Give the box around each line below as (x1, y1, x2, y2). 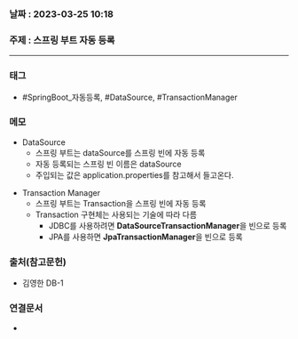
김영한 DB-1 (21, 278, 64, 288)
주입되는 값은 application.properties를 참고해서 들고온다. (35, 169, 234, 180)
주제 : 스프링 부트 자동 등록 (9, 34, 115, 46)
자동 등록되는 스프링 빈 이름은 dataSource (35, 158, 182, 169)
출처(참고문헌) (9, 255, 67, 268)
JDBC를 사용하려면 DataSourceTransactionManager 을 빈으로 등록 (48, 220, 287, 230)
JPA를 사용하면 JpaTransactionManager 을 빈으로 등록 (48, 231, 243, 242)
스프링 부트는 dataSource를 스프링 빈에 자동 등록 (35, 147, 206, 157)
